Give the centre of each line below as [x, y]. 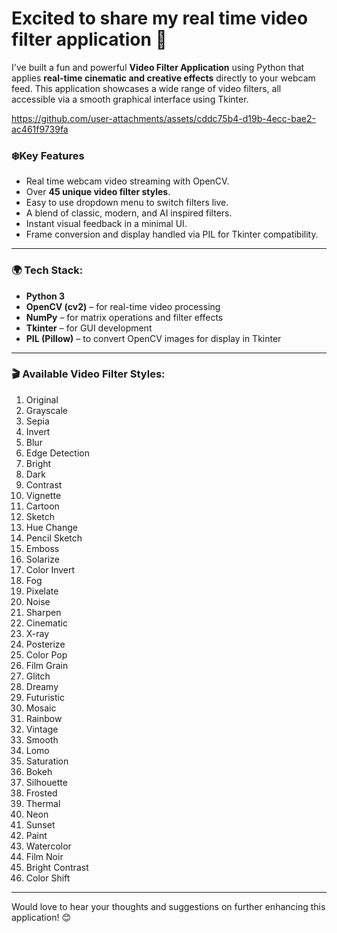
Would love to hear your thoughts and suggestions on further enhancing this [168, 906]
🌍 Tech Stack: [47, 270]
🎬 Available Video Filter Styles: [88, 374]
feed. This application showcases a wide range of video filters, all [146, 88]
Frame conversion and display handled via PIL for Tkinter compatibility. [172, 234]
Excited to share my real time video [160, 18]
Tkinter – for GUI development [89, 328]
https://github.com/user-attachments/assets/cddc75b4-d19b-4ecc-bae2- [164, 118]
